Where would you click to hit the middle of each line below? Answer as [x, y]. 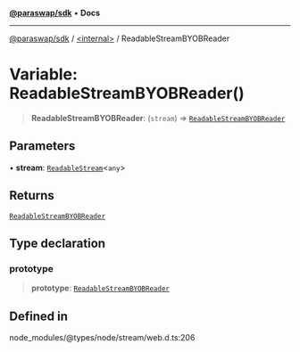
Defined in [39, 316]
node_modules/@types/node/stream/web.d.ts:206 [102, 338]
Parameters [42, 146]
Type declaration [57, 243]
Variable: [44, 74]
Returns [32, 196]
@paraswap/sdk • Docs [55, 13]
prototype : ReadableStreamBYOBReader [100, 288]
